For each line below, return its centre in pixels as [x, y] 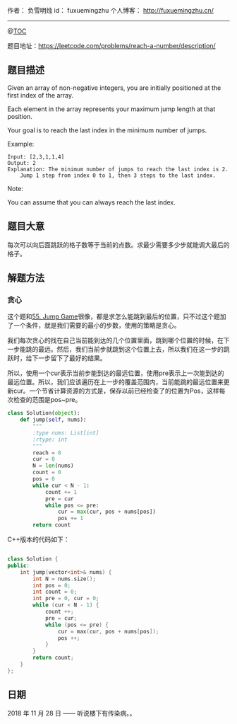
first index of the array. [41, 95]
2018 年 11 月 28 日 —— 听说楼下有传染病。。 [72, 713]
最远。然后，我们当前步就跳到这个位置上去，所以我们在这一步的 [130, 350]
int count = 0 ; [55, 592]
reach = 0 [47, 453]
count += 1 [61, 492]
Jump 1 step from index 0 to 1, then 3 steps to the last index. [118, 176]
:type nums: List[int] [66, 433]
